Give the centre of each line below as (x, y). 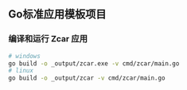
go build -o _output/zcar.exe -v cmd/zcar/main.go (94, 63)
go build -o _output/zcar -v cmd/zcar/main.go (87, 78)
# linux (21, 71)
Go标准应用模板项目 (57, 14)
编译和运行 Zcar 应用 (48, 39)
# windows (25, 56)
